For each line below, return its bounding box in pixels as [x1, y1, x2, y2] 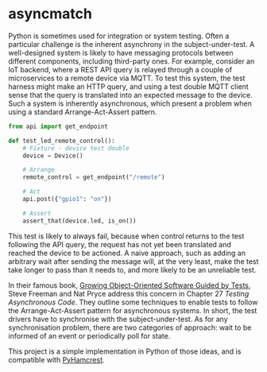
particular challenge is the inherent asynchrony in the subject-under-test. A [8, 39, 255, 48]
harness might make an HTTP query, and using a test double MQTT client [8, 81, 249, 91]
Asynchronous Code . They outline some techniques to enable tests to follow [8, 297, 258, 307]
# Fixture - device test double [22, 144, 130, 152]
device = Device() [22, 152, 83, 160]
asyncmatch [8, 5, 93, 23]
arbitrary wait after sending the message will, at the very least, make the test [8, 256, 259, 266]
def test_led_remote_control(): [8, 137, 115, 145]
